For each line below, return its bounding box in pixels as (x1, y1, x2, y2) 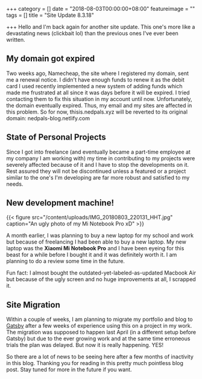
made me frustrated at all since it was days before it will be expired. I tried (6, 89, 190, 96)
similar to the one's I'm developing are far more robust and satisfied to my (6, 173, 190, 181)
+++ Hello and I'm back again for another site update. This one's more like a (6, 24, 195, 30)
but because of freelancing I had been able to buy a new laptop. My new (6, 238, 187, 245)
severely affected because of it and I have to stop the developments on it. (6, 161, 189, 168)
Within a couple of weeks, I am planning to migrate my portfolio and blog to (6, 316, 193, 323)
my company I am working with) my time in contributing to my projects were (6, 154, 195, 162)
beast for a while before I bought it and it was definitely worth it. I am (6, 251, 177, 259)
